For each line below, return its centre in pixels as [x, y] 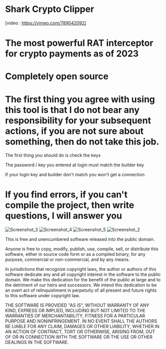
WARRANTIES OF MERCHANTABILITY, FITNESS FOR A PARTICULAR [75, 316]
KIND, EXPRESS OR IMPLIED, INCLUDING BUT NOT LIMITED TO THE [75, 311]
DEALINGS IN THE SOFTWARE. [37, 343]
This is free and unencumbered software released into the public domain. [80, 239]
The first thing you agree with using [80, 99]
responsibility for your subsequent [78, 120]
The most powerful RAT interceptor [79, 43]
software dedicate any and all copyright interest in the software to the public [83, 274]
